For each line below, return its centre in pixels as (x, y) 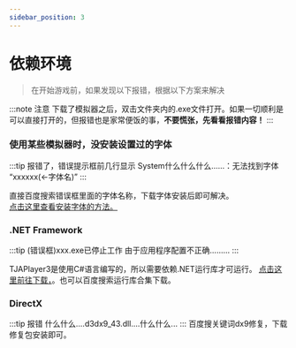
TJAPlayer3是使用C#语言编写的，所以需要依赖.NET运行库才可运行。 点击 (142, 269)
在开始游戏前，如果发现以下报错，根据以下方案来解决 (128, 90)
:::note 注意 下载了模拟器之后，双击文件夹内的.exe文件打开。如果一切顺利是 (147, 109)
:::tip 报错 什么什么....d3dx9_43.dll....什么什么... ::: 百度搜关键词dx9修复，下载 (148, 324)
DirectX (26, 304)
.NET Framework (46, 230)
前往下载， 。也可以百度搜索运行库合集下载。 (96, 280)
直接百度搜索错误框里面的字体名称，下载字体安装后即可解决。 (121, 195)
